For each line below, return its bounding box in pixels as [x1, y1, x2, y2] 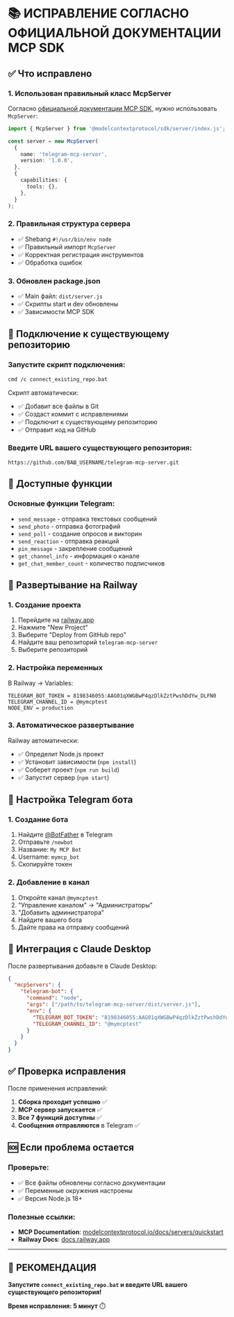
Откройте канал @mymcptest [17, 893, 99, 902]
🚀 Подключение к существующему [8, 328, 169, 340]
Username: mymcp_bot [17, 852, 80, 861]
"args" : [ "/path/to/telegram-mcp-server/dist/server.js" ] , [26, 1001, 201, 1008]
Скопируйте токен [17, 860, 72, 868]
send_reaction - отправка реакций [17, 537, 119, 545]
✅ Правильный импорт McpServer [17, 242, 117, 251]
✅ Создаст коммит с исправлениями [17, 410, 128, 418]
